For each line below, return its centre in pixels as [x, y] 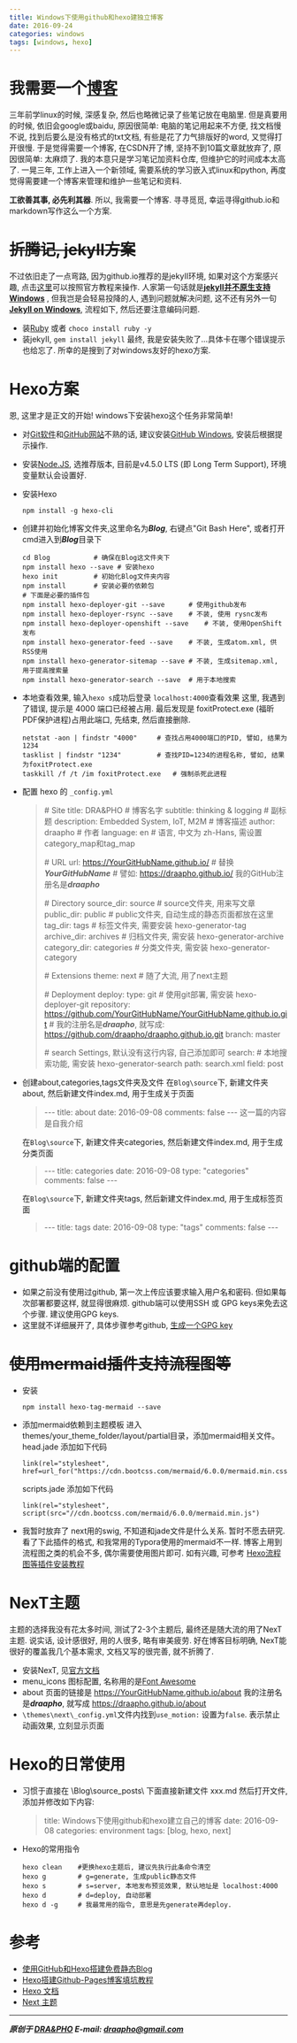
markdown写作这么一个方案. [61, 211]
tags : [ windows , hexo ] [51, 42]
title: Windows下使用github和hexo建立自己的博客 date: [143, 1820]
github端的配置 [65, 1266]
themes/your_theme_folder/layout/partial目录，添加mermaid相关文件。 [151, 1435]
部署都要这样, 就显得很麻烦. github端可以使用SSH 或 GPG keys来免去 [155, 1303]
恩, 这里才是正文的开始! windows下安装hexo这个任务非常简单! [121, 416]
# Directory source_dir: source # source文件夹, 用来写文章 [150, 903]
